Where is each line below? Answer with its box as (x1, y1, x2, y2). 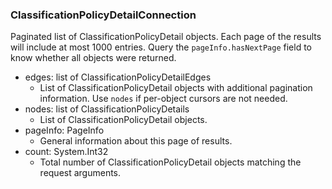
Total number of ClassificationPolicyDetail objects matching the (39, 156, 302, 168)
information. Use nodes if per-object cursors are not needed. (39, 93, 288, 105)
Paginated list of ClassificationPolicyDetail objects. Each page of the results (10, 31, 322, 43)
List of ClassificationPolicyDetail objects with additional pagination (39, 82, 313, 94)
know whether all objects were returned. (10, 52, 177, 64)
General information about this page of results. (39, 135, 233, 147)
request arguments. (39, 167, 122, 179)
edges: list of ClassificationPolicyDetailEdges (24, 71, 212, 83)
